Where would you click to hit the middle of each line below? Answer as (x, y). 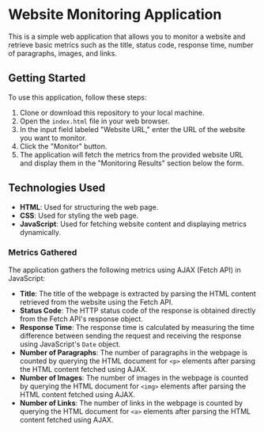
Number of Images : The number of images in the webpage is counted (134, 377)
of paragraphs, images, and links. (62, 53)
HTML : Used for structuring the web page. (89, 207)
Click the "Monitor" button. (63, 146)
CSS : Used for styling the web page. (79, 215)
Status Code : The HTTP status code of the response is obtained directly (138, 310)
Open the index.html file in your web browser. (94, 121)
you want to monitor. (53, 138)
